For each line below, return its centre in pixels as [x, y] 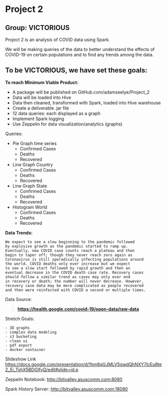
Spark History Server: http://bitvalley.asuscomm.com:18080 [67, 389]
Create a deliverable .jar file [41, 108]
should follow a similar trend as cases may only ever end [68, 277]
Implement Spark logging [38, 118]
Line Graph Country [33, 164]
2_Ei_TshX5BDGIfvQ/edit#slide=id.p [42, 369]
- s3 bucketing [21, 336]
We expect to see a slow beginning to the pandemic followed [70, 242]
